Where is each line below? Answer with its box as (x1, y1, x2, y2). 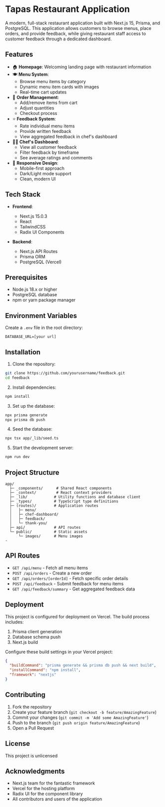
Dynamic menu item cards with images (19, 84, 99, 90)
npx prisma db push (5, 417, 46, 422)
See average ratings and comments (19, 154, 93, 160)
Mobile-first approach (19, 165, 65, 171)
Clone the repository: (12, 361, 56, 367)
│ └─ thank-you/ (9, 520, 48, 526)
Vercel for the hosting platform (12, 786, 75, 792)
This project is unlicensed (5, 753, 58, 759)
